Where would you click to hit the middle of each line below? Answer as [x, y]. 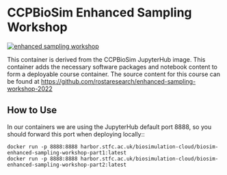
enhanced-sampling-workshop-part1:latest [67, 152]
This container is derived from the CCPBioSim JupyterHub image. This [106, 59]
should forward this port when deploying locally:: [76, 134]
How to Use [32, 110]
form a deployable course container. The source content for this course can [114, 74]
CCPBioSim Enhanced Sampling [100, 13]
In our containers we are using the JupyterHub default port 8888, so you [109, 127]
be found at [23, 81]
